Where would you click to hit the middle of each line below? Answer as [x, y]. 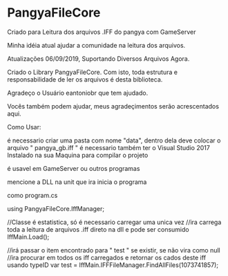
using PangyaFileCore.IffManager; [56, 208]
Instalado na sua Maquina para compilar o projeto [78, 155]
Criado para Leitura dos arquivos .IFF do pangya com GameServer [102, 32]
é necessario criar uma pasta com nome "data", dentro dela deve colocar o [114, 140]
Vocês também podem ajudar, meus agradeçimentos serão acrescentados [113, 106]
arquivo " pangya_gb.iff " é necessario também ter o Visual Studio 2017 [109, 147]
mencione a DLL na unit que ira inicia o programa [77, 182]
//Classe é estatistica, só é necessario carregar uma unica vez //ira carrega [114, 222]
